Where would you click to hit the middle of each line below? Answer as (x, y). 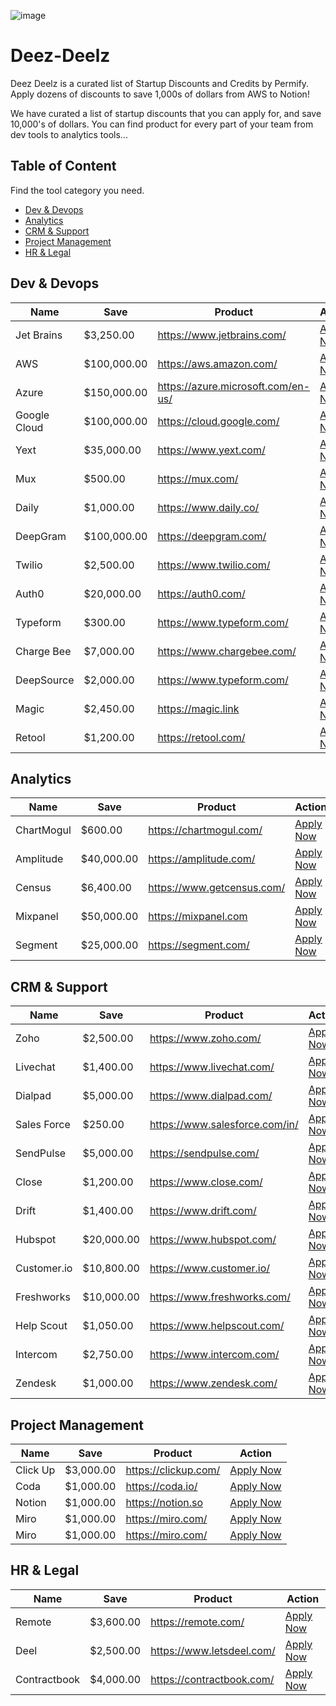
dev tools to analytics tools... (69, 134)
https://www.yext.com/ (211, 450)
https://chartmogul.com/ (205, 830)
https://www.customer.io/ (210, 1268)
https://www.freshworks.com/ (220, 1297)
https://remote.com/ (197, 1622)
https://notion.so (164, 1502)
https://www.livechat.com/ (212, 1067)
